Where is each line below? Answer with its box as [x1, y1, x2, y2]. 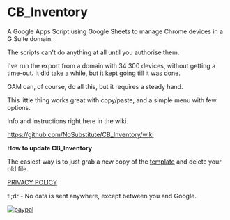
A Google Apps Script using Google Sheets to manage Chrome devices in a [7, 27, 224, 36]
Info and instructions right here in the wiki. [7, 116, 129, 125]
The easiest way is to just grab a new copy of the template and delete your [7, 157, 222, 166]
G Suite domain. [7, 34, 54, 42]
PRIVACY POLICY [7, 178, 58, 187]
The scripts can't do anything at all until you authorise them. [7, 48, 180, 56]
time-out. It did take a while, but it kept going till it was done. [7, 69, 181, 77]
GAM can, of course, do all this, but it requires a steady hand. [7, 82, 183, 91]
